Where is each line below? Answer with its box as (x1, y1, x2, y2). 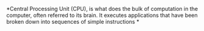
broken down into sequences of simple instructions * (6, 18, 139, 25)
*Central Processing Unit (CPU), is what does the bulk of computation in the (6, 5, 199, 12)
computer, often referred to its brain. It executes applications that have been (6, 12, 198, 19)
